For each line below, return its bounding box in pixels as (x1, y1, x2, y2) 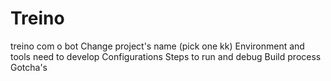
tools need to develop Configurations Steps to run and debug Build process (10, 50, 322, 62)
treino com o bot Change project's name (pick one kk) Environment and (10, 40, 305, 52)
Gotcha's (10, 61, 48, 73)
